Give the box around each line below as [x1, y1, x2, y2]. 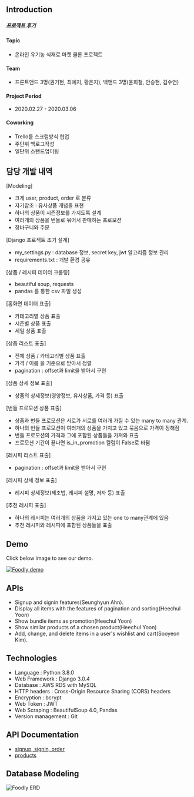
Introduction [6, 5, 53, 15]
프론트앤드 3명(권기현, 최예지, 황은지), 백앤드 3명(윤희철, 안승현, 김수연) [14, 79, 179, 86]
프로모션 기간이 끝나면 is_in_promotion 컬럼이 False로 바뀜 [14, 439, 150, 446]
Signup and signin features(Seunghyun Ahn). [14, 599, 124, 606]
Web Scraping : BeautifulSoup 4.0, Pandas [14, 706, 118, 713]
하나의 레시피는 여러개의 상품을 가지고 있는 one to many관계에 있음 [14, 514, 169, 522]
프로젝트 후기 [6, 22, 36, 29]
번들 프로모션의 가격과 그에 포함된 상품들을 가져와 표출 [14, 432, 139, 439]
